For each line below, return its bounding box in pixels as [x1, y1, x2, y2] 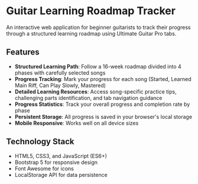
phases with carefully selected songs [14, 69, 106, 76]
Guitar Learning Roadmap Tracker [6, 4, 176, 18]
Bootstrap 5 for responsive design [14, 159, 98, 166]
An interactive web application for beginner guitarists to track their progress [6, 24, 191, 31]
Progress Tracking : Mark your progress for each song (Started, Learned [14, 75, 191, 82]
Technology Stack [6, 137, 74, 147]
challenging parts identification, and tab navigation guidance [14, 94, 163, 101]
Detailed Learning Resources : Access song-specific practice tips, [14, 88, 177, 95]
